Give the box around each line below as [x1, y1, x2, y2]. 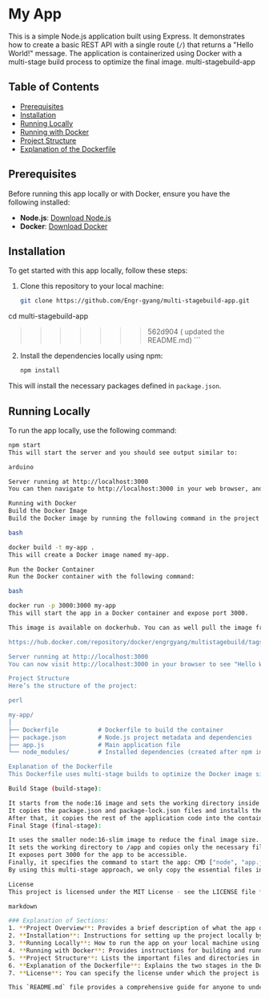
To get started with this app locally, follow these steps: [8, 266, 188, 275]
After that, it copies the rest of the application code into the [8, 814, 235, 822]
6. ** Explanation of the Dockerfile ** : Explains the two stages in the [8, 961, 252, 969]
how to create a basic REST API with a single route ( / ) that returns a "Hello [8, 39, 254, 49]
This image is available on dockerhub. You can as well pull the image [8, 623, 252, 631]
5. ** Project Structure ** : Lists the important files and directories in [8, 954, 260, 962]
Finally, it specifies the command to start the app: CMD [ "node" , [8, 859, 239, 867]
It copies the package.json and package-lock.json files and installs [8, 806, 249, 814]
